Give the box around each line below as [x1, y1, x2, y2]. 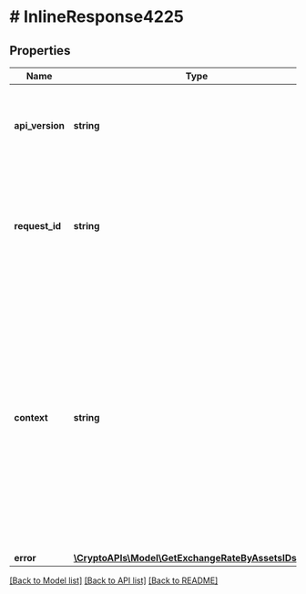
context [14, 412, 48, 423]
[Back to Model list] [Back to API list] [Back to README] [9, 575, 219, 586]
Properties [9, 43, 71, 58]
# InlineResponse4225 [9, 6, 185, 27]
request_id [14, 220, 62, 232]
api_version [14, 120, 66, 131]
